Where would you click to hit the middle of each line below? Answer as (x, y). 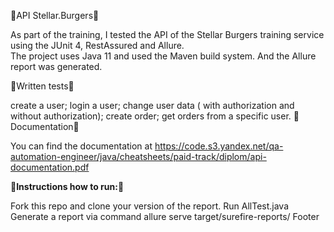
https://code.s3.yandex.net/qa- (219, 146)
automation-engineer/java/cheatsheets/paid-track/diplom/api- (138, 156)
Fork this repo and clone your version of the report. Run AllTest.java (150, 206)
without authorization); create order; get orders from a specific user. (151, 116)
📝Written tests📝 (42, 86)
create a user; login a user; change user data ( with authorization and (152, 105)
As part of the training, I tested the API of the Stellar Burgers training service (167, 34)
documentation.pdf (50, 167)
